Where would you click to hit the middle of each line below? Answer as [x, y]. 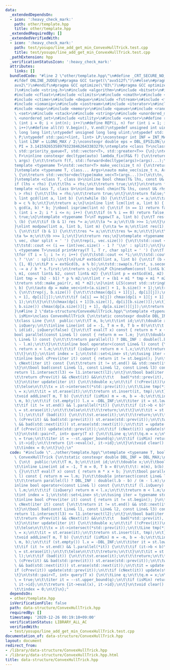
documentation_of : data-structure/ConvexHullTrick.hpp [64, 636]
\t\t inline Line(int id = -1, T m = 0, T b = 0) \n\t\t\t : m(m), [83, 466]
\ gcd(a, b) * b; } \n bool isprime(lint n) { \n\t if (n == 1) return [87, 208]
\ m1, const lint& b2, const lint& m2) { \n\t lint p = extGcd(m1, [85, 273]
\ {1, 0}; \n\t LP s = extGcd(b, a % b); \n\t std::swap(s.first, [81, 264]
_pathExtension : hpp [31, 57]
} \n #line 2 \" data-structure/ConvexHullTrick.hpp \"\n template [81, 311]
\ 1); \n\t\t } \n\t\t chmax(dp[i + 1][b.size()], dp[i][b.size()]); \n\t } [90, 302]
